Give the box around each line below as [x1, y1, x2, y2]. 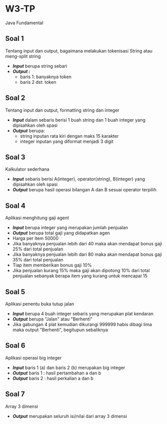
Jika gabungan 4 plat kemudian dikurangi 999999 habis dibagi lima [12, 322, 152, 327]
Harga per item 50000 [12, 235, 59, 241]
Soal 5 [5, 287, 25, 296]
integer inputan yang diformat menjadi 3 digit [20, 138, 114, 144]
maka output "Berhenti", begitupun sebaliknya [12, 327, 108, 333]
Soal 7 [5, 390, 25, 399]
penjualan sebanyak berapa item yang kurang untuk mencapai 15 [12, 273, 147, 279]
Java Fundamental [5, 20, 44, 26]
